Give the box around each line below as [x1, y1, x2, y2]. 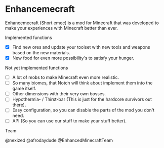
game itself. [12, 85, 36, 92]
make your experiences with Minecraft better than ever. [5, 25, 118, 31]
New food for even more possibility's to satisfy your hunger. [12, 55, 134, 61]
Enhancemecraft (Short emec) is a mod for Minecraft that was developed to [5, 20, 159, 26]
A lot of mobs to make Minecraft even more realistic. [12, 74, 119, 80]
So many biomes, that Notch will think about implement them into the [12, 80, 153, 86]
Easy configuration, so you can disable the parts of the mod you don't [12, 107, 155, 113]
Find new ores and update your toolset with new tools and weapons [12, 44, 151, 50]
